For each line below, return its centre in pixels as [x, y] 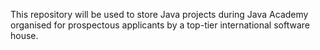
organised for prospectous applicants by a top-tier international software [160, 25]
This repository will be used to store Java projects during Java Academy [159, 14]
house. [24, 35]
